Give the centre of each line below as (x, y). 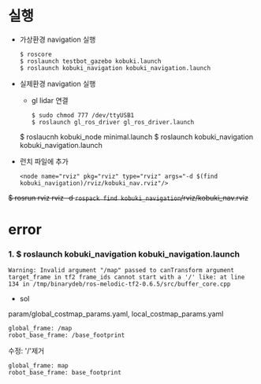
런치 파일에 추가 (44, 161)
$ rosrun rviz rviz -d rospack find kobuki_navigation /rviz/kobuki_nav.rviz (128, 198)
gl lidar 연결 (50, 100)
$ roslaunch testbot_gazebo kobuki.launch (90, 61)
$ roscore (36, 54)
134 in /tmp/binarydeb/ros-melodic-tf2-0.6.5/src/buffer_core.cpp (119, 284)
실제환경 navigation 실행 (58, 83)
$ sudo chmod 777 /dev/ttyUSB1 (83, 115)
